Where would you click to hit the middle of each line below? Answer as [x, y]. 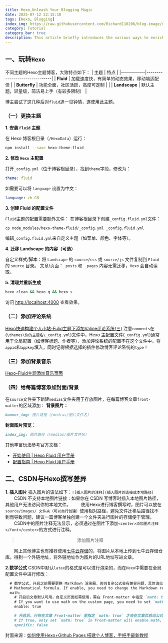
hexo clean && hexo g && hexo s [39, 292]
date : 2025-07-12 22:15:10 [33, 15]
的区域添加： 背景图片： [43, 405]
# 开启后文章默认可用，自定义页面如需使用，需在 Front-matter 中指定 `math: [86, 597]
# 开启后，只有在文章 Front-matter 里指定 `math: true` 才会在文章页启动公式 [89, 616]
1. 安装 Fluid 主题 [23, 128]
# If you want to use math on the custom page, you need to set [82, 602]
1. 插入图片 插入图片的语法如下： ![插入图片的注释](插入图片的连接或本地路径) [79, 492]
